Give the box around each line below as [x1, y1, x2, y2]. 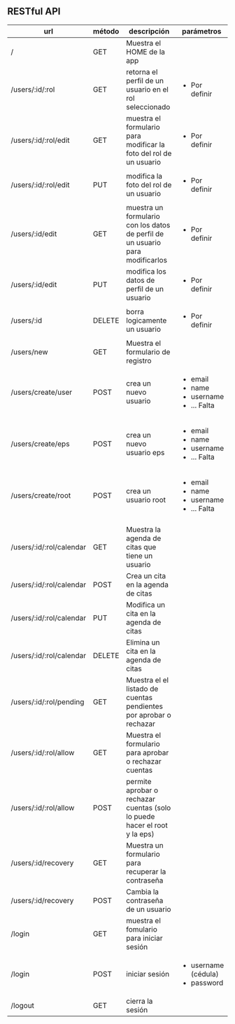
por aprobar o [125, 710, 171, 720]
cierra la [125, 996, 153, 1006]
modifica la [125, 171, 163, 181]
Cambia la [125, 887, 159, 897]
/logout [10, 1000, 35, 1010]
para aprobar [125, 748, 169, 757]
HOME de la [125, 47, 166, 57]
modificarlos [125, 255, 168, 265]
